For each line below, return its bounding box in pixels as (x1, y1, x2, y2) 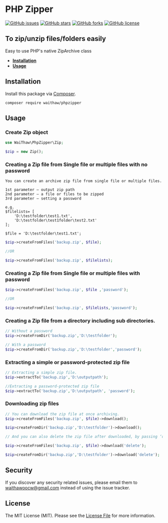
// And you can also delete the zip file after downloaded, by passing (5, 434, 157, 439)
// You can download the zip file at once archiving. (5, 411, 120, 416)
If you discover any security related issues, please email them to (5, 479, 137, 485)
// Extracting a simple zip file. (5, 370, 77, 375)
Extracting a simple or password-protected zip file (5, 358, 130, 365)
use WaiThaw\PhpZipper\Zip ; (5, 140, 64, 145)
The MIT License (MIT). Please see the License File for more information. (5, 512, 155, 518)
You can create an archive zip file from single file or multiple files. (5, 178, 162, 183)
